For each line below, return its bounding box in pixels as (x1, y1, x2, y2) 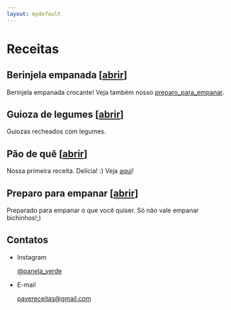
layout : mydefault (6, 10, 61, 18)
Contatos (6, 234, 49, 246)
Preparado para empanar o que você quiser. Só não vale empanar (6, 206, 199, 215)
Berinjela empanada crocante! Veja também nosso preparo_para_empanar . (6, 88, 225, 96)
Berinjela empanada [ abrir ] (6, 69, 128, 82)
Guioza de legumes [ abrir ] (6, 109, 125, 121)
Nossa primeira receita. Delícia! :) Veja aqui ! (6, 167, 134, 175)
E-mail (16, 280, 36, 289)
